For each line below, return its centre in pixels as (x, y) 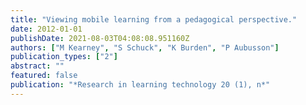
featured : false (44, 76)
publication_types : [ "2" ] (64, 57)
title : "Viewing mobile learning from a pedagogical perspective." (154, 19)
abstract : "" (37, 66)
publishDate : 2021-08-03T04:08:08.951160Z (100, 38)
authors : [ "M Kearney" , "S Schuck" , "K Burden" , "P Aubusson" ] (145, 47)
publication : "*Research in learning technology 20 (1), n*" (140, 85)
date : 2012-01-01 (46, 29)
